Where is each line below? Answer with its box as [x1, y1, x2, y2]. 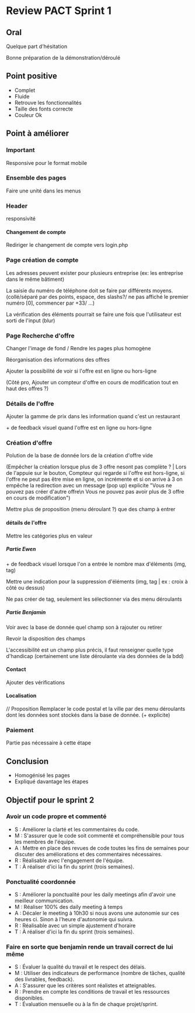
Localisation [6, 692, 37, 700]
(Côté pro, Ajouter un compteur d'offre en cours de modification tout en [6, 378, 179, 385]
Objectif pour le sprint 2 [6, 795, 95, 805]
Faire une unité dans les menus [6, 187, 81, 194]
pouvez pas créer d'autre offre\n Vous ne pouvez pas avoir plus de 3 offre [6, 488, 184, 495]
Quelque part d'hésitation [6, 43, 68, 50]
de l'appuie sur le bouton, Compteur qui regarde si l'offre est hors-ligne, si [6, 470, 185, 477]
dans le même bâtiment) [6, 275, 65, 282]
